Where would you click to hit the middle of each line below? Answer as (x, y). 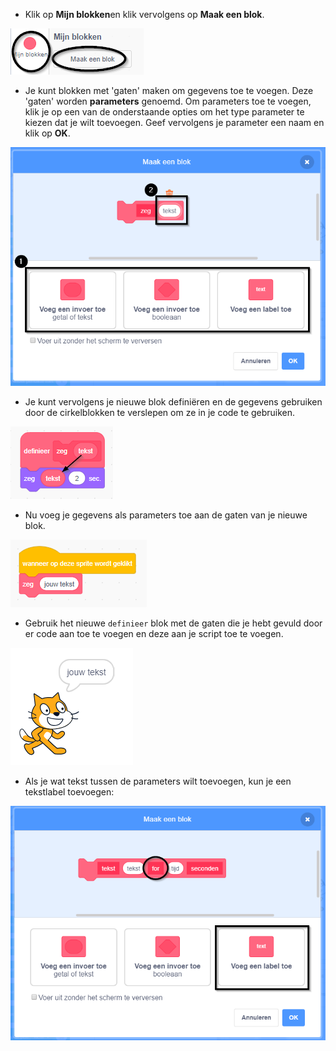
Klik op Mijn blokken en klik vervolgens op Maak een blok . (144, 14)
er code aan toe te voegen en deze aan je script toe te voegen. (154, 633)
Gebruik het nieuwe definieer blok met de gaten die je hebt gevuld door (173, 623)
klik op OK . (47, 133)
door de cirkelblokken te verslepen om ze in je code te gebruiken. (160, 412)
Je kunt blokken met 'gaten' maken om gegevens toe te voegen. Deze (169, 90)
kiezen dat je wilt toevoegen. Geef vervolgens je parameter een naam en (174, 122)
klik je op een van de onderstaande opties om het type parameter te (164, 112)
